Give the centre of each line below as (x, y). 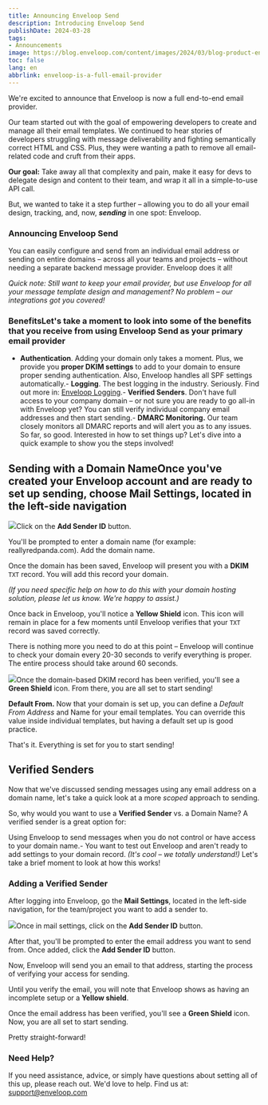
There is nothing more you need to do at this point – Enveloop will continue (131, 647)
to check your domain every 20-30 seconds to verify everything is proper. (130, 655)
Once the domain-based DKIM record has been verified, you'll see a (128, 680)
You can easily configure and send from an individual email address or (124, 250)
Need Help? (32, 1059)
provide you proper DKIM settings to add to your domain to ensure (130, 367)
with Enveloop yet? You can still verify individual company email (124, 410)
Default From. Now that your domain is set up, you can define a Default (126, 704)
